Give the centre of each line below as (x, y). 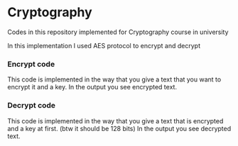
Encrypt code (31, 64)
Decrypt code (31, 106)
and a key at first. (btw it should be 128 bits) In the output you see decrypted (119, 128)
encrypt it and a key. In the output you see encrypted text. (92, 87)
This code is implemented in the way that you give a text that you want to (114, 79)
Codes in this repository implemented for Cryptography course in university (118, 32)
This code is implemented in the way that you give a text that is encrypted (115, 120)
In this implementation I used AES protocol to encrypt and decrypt (104, 45)
